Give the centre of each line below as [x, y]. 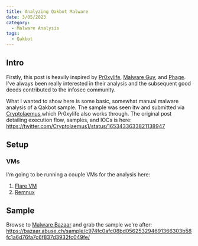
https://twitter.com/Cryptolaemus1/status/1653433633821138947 [86, 126]
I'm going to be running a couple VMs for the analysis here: [78, 174]
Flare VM [26, 186]
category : [18, 22]
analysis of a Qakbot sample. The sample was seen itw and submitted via [95, 107]
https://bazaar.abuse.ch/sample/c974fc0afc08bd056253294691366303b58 [99, 231]
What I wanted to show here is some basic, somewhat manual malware [92, 101]
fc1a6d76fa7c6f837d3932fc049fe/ [48, 237]
